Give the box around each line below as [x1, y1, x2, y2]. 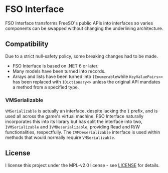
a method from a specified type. [12, 84, 79, 90]
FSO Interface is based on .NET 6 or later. [12, 62, 99, 68]
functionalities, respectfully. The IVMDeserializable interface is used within [5, 129, 160, 135]
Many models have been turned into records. [12, 68, 106, 74]
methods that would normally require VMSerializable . [5, 134, 115, 140]
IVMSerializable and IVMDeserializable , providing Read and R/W [5, 124, 140, 130]
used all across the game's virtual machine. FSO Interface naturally [5, 113, 144, 119]
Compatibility [5, 40, 49, 48]
